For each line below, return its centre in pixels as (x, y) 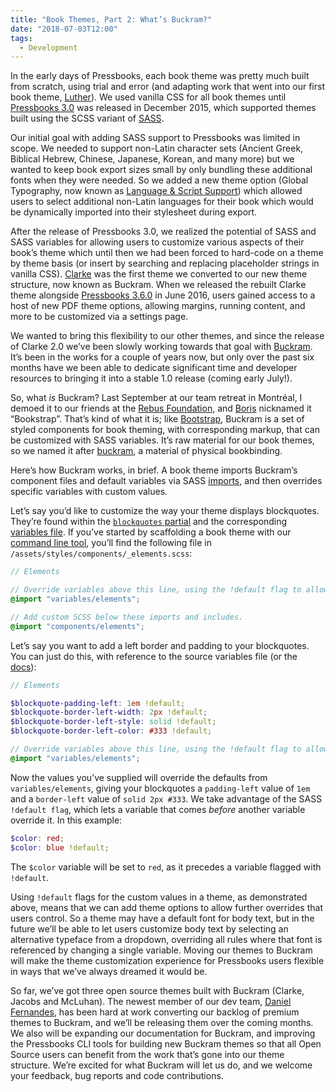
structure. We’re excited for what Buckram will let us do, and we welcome (161, 1065)
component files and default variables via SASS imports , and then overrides (166, 481)
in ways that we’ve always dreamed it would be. (109, 971)
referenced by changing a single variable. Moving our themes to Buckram (161, 950)
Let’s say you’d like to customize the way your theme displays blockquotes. (165, 511)
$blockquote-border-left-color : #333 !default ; (111, 731)
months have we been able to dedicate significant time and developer (154, 368)
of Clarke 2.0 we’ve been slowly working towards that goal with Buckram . (161, 347)
